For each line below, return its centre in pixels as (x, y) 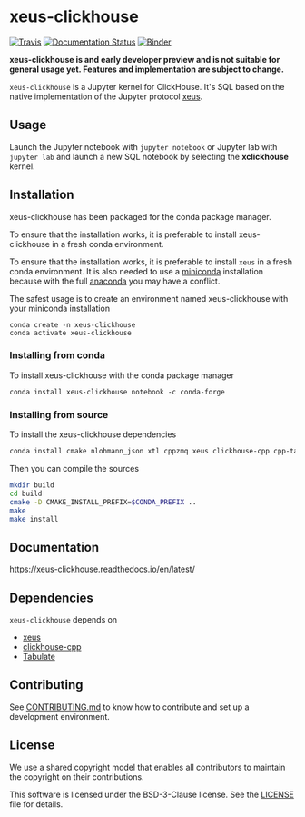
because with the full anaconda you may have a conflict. (115, 281)
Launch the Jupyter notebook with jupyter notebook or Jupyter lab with (143, 146)
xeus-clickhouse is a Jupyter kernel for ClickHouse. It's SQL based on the (147, 86)
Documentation (54, 547)
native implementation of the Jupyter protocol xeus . (106, 96)
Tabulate (39, 657)
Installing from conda (58, 355)
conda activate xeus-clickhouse (70, 333)
